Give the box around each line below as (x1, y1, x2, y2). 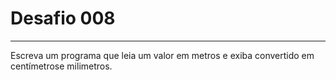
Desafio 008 (10, 7, 116, 30)
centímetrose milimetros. (10, 60, 113, 72)
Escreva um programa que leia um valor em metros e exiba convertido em (10, 49, 315, 61)
